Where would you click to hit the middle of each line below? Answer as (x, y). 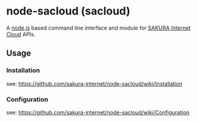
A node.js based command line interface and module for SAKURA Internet (98, 28)
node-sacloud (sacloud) (68, 11)
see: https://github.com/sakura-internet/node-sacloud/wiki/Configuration (98, 112)
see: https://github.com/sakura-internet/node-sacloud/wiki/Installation (95, 83)
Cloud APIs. (21, 34)
